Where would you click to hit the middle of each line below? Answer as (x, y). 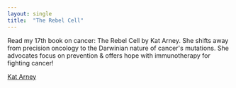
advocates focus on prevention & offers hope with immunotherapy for (109, 55)
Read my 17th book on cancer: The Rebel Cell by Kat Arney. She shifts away (118, 40)
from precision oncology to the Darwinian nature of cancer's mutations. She (118, 48)
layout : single (30, 14)
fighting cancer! (30, 63)
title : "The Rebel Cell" (45, 20)
